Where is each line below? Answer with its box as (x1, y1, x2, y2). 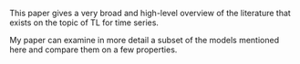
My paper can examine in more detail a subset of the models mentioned (9, 35, 280, 45)
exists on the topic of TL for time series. (9, 17, 160, 28)
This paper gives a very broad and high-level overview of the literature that (9, 8, 292, 18)
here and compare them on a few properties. (9, 44, 178, 55)
